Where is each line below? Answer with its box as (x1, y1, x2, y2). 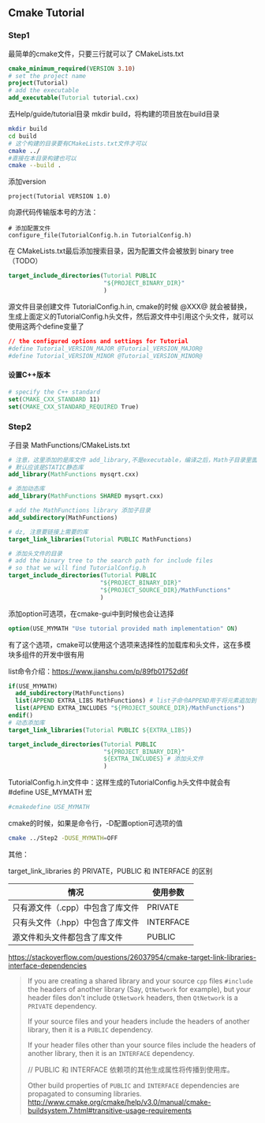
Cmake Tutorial (8, 6, 85, 20)
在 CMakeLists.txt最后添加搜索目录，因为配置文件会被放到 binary (8, 246, 219, 256)
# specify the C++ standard (8, 388, 101, 396)
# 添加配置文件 (8, 225, 51, 233)
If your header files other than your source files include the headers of (27, 1040, 256, 1050)
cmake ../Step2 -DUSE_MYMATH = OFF (8, 834, 118, 842)
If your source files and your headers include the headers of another (27, 1017, 250, 1026)
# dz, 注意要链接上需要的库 (8, 528, 88, 535)
